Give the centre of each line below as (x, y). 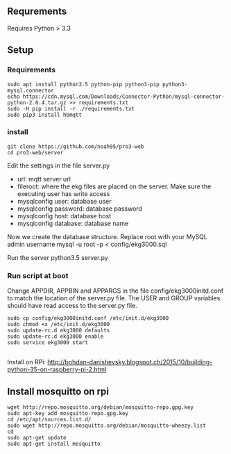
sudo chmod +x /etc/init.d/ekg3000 (59, 325)
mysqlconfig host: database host (64, 216)
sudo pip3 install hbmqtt (44, 115)
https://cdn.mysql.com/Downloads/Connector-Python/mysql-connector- (124, 97)
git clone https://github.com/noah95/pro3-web (76, 146)
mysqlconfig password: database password (79, 209)
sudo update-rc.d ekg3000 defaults (59, 331)
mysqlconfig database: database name (73, 223)
